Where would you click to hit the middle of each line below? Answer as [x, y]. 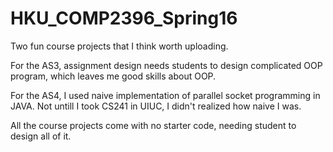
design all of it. [41, 136]
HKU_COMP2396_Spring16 [124, 18]
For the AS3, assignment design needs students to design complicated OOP [166, 65]
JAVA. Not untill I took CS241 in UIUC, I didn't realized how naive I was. [156, 106]
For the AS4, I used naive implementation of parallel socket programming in [165, 95]
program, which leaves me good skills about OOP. [113, 76]
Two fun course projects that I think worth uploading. [119, 46]
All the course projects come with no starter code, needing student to [153, 125]
